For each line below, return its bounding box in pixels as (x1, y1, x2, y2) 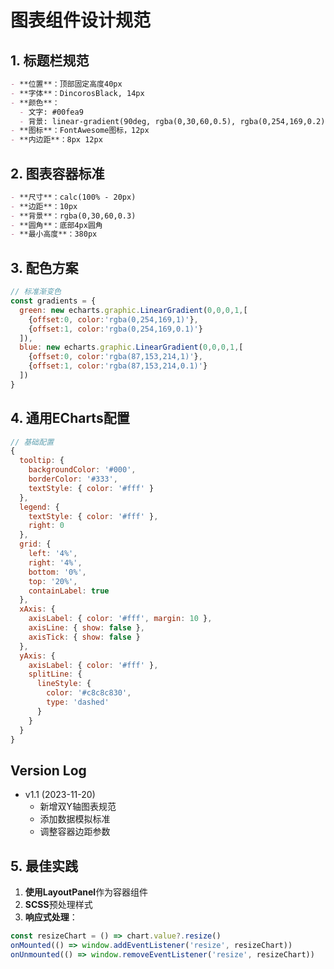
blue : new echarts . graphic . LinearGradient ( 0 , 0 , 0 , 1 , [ (19, 342, 244, 353)
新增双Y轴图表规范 (39, 801, 117, 813)
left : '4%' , (28, 549, 78, 559)
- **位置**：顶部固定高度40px (10, 79, 123, 89)
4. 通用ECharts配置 (10, 410, 130, 427)
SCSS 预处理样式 (24, 899, 93, 911)
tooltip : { (19, 456, 65, 466)
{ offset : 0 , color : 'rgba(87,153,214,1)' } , (28, 352, 203, 362)
